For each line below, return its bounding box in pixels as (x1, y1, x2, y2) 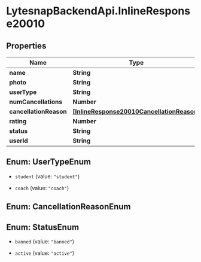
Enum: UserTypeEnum (6, 157, 92, 167)
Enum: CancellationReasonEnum (6, 202, 131, 212)
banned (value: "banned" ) (14, 238, 75, 245)
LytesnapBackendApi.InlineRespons (6, 4, 190, 18)
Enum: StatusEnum (6, 222, 80, 232)
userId (9, 136, 28, 145)
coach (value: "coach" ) (14, 184, 69, 191)
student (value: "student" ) (14, 172, 80, 180)
